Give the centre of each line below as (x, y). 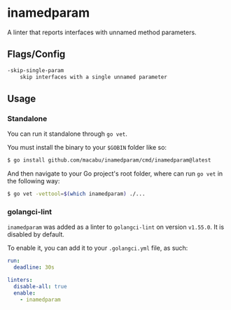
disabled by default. (36, 234)
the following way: (34, 181)
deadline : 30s (34, 267)
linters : (20, 280)
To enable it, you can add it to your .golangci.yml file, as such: (98, 248)
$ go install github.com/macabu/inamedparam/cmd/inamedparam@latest (109, 160)
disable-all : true (41, 286)
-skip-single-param (36, 70)
